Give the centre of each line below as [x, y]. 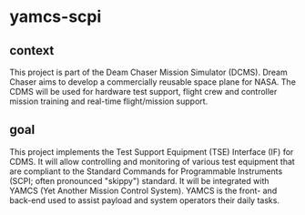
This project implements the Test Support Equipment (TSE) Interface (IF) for [152, 151]
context [32, 51]
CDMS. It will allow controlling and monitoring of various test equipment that [152, 161]
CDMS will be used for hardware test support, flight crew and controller [143, 92]
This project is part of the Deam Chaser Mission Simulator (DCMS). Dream [149, 72]
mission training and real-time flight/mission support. [109, 101]
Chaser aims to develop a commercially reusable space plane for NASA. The [152, 82]
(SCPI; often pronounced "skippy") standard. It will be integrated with [139, 180]
